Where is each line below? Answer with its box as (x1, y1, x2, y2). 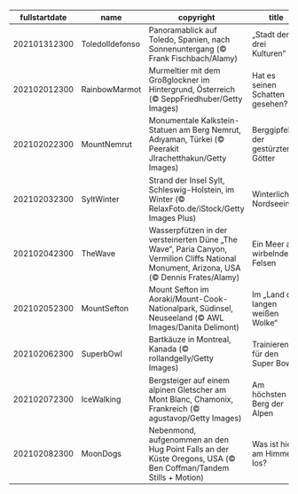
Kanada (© (148, 343, 189, 355)
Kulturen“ (252, 48, 286, 59)
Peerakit (148, 144, 179, 154)
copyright (177, 12, 216, 22)
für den (252, 348, 279, 359)
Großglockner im (148, 74, 210, 85)
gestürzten (252, 144, 292, 154)
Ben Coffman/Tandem (148, 462, 230, 473)
